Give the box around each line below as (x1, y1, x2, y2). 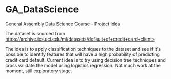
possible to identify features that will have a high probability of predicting (5, 51, 160, 57)
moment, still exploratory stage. (5, 68, 72, 74)
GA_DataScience (5, 4, 79, 15)
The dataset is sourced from (5, 30, 65, 36)
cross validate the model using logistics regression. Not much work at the (5, 62, 161, 68)
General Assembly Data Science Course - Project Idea (5, 21, 120, 27)
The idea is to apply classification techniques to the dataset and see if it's (5, 46, 161, 52)
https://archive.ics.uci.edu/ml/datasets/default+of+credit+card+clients (5, 36, 155, 42)
